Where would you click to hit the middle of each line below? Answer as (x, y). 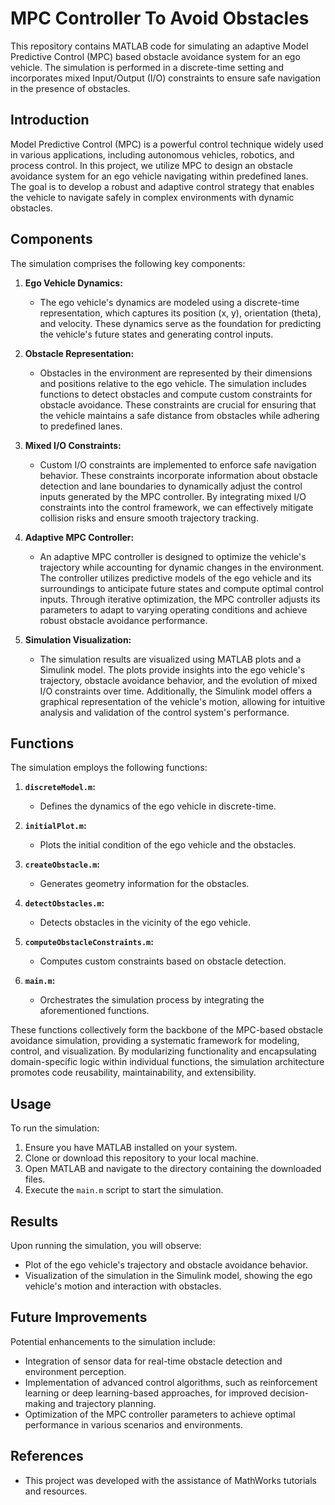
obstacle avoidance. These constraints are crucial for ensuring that (178, 404)
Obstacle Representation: (79, 353)
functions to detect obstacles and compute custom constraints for (176, 394)
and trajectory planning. (107, 1403)
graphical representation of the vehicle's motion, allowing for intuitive (182, 701)
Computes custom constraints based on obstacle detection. (163, 961)
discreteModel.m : (60, 787)
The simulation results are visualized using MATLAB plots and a (170, 659)
